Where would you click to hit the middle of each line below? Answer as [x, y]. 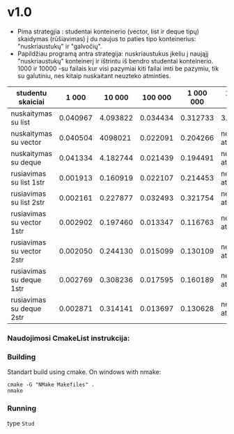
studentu [32, 93]
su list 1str [28, 182]
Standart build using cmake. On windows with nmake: [84, 372]
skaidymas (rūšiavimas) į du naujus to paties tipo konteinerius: [107, 38]
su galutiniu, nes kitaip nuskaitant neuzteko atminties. [94, 76]
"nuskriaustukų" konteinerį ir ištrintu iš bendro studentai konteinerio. [115, 61]
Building [22, 357]
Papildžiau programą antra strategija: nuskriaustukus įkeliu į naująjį [113, 54]
